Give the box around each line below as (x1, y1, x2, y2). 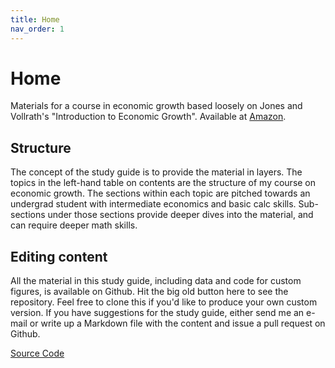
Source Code (10, 347, 65, 360)
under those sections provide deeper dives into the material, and (47, 209, 314, 221)
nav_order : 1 (10, 24, 65, 34)
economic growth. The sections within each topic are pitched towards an (10, 187, 311, 200)
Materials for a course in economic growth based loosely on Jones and (10, 100, 303, 112)
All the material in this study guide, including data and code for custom (10, 275, 302, 287)
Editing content (10, 248, 108, 265)
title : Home (10, 14, 60, 25)
